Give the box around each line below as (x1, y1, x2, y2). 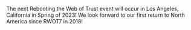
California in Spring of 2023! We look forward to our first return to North (6, 11, 186, 19)
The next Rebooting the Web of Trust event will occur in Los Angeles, (6, 5, 179, 12)
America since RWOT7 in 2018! (6, 18, 83, 25)
